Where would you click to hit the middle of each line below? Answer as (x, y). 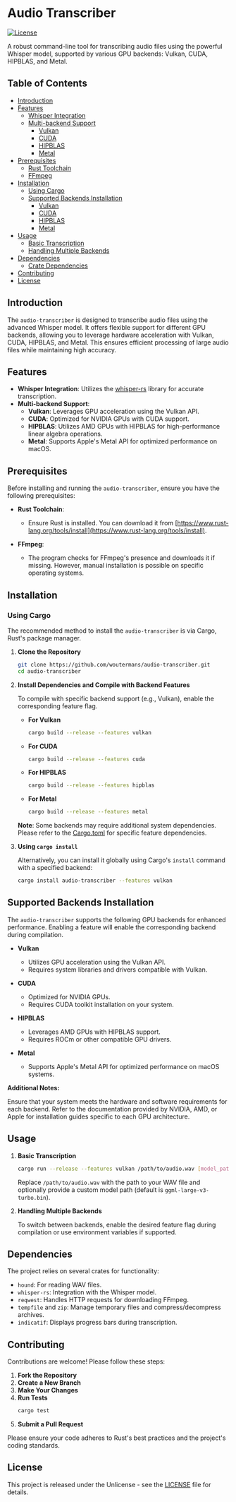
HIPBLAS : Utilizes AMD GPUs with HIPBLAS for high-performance (124, 427)
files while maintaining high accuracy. (62, 350)
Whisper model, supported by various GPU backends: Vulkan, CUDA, (108, 54)
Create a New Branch (49, 1383)
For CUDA (43, 746)
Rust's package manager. (44, 638)
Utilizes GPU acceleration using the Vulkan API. (97, 962)
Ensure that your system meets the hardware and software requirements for (117, 1101)
